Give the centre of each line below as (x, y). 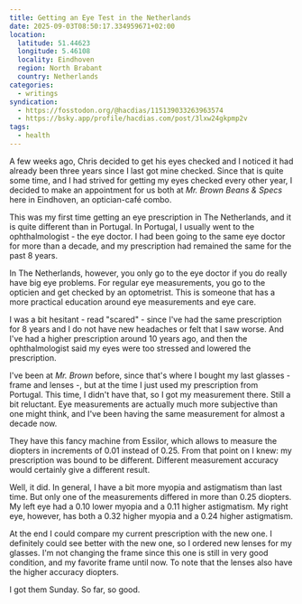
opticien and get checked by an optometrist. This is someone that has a (142, 292)
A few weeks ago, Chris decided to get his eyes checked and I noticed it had (151, 161)
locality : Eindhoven (56, 60)
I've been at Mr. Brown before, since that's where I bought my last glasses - (150, 375)
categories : (32, 85)
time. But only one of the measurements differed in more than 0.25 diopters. (151, 496)
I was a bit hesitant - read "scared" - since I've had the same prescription (146, 319)
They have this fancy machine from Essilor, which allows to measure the (143, 440)
